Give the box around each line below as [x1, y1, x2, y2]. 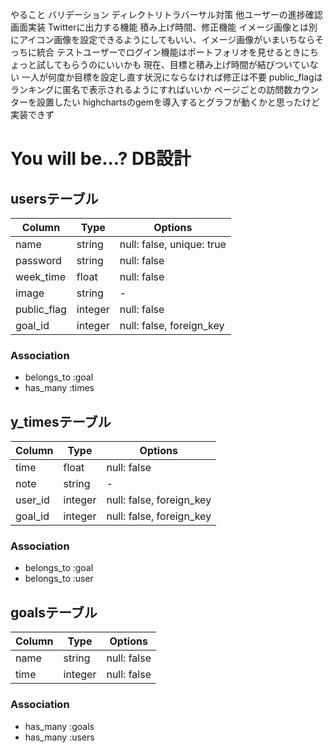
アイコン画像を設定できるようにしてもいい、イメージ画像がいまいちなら [18, 34, 316, 45]
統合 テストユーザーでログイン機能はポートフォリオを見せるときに [36, 46, 310, 58]
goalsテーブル [10, 604, 98, 621]
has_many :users [24, 731, 95, 743]
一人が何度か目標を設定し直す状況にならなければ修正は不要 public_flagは [21, 71, 323, 83]
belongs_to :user [24, 573, 94, 585]
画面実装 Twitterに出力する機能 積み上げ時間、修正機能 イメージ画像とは [10, 21, 309, 33]
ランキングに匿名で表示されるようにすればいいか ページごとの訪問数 [10, 84, 293, 95]
